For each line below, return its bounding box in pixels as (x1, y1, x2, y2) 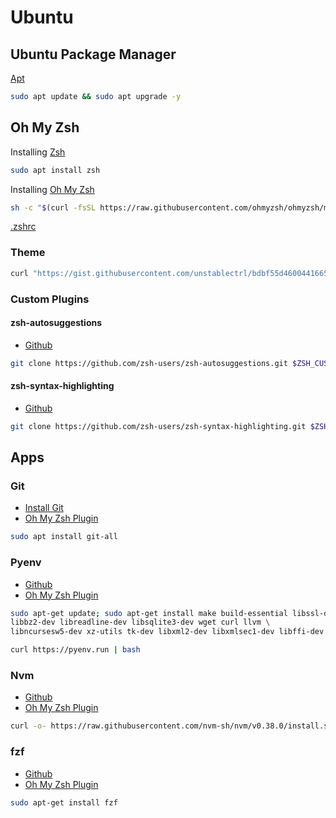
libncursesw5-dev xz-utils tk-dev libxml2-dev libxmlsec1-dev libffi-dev (10, 627, 325, 637)
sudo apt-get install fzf (10, 797, 118, 808)
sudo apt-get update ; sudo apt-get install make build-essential (10, 608, 288, 618)
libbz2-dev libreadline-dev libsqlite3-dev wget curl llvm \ (10, 617, 271, 628)
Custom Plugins (10, 292, 90, 306)
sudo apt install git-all (10, 532, 118, 542)
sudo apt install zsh (10, 165, 101, 175)
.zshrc (10, 221, 37, 233)
